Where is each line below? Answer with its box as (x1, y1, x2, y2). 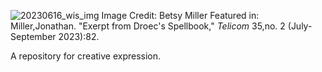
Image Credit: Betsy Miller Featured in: (101, 10, 260, 21)
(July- (287, 20, 313, 32)
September (10, 31, 57, 42)
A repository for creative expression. (10, 50, 162, 62)
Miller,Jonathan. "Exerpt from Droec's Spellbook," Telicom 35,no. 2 (10, 20, 286, 32)
